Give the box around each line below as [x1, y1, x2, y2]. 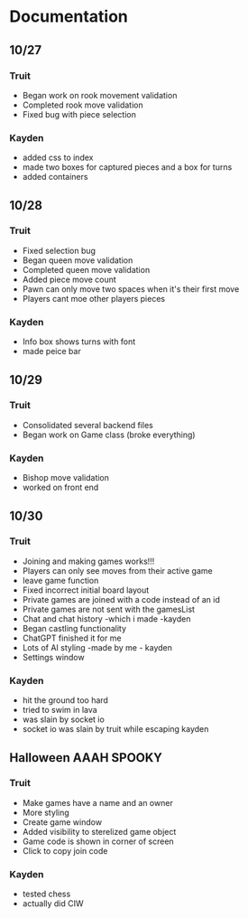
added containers [22, 172, 88, 183]
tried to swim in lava [22, 705, 97, 716]
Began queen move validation [22, 255, 133, 266]
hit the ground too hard [22, 695, 108, 706]
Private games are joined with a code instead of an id [22, 594, 221, 604]
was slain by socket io [22, 714, 106, 725]
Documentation [9, 6, 129, 27]
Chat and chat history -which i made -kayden [22, 613, 191, 624]
